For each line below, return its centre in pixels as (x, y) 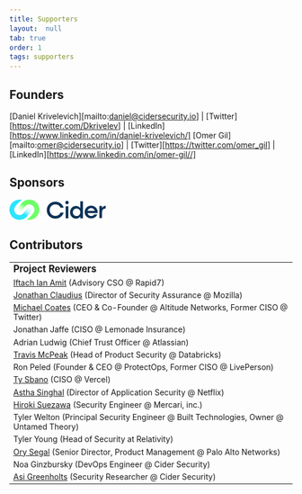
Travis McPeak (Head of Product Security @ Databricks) (117, 355)
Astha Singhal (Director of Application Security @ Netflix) (119, 392)
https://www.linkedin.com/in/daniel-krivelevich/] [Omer (115, 135)
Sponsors (37, 183)
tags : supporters (42, 57)
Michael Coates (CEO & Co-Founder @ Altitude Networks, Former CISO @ (151, 308)
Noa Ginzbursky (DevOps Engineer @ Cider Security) (112, 464)
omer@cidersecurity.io (79, 145)
